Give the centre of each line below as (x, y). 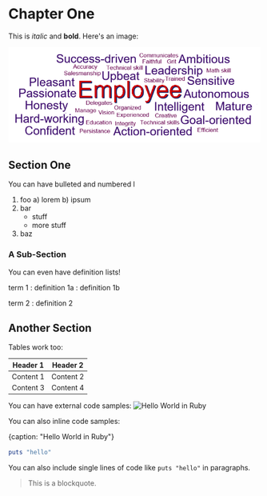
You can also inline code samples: (64, 421)
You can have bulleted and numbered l (72, 184)
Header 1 (28, 365)
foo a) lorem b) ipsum (55, 200)
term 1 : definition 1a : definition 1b (64, 287)
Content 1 (28, 377)
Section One (40, 165)
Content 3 (28, 388)
